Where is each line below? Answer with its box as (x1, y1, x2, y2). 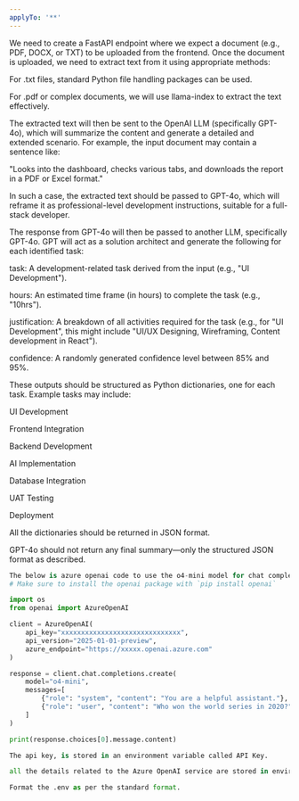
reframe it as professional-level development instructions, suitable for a (9, 200, 271, 211)
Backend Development (9, 441, 93, 451)
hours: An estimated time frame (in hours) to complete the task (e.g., (9, 289, 261, 300)
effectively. (9, 100, 51, 111)
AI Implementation (9, 458, 77, 468)
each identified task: (9, 245, 85, 256)
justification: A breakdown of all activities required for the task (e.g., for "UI (9, 316, 284, 326)
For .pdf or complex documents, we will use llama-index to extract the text (9, 91, 282, 102)
